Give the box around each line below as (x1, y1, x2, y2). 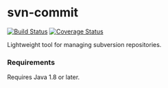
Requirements (7, 57, 56, 67)
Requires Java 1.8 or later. (7, 73, 80, 81)
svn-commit (7, 5, 79, 20)
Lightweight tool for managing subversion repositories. (7, 40, 162, 48)
